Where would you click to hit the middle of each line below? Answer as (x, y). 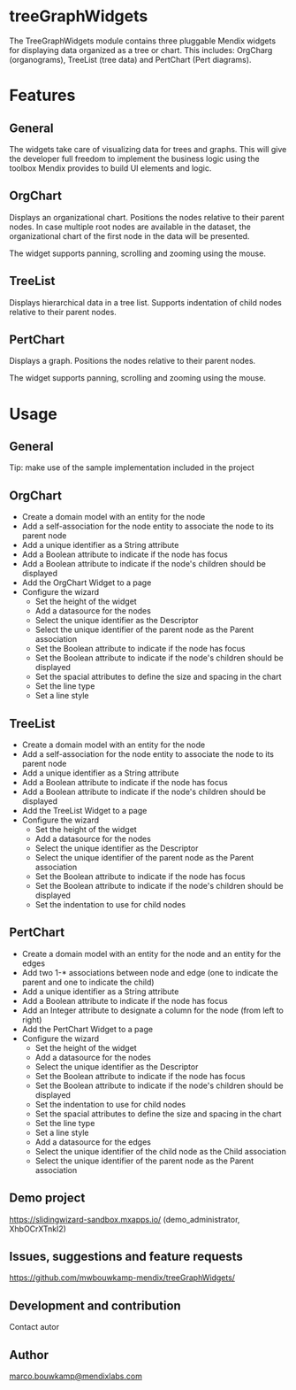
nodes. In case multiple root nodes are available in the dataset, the (130, 227)
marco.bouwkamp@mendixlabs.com (76, 1376)
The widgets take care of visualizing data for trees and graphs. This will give (148, 149)
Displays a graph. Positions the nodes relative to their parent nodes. (133, 361)
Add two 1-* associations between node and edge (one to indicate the (150, 972)
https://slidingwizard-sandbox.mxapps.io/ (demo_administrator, (125, 1219)
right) (32, 1019)
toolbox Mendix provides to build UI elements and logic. (110, 168)
